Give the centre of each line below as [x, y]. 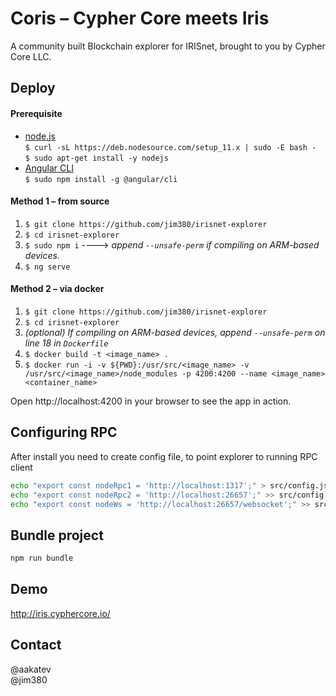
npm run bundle [42, 558]
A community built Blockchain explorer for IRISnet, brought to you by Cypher [168, 46]
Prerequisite [36, 113]
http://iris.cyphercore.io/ [60, 613]
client [21, 467]
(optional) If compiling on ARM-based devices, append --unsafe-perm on [175, 332]
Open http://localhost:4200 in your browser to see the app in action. [151, 401]
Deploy [33, 88]
